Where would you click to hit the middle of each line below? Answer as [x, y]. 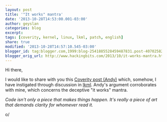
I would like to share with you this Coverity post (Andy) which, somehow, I [81, 79]
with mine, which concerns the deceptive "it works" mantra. [67, 90]
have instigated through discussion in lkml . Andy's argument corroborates [81, 85]
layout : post [19, 10]
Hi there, [14, 70]
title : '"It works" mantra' [34, 14]
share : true [17, 42]
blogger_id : [17, 51]
